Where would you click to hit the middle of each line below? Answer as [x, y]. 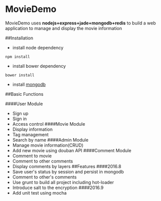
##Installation [19, 38]
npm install [17, 57]
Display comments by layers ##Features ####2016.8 [67, 166]
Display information [32, 129]
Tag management [30, 134]
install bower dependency [39, 66]
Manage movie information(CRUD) [48, 145]
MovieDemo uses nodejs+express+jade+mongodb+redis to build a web [80, 23]
